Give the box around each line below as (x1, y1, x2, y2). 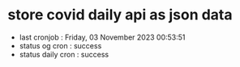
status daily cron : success (19, 49, 109, 59)
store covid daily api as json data (7, 6, 233, 24)
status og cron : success (19, 40, 102, 50)
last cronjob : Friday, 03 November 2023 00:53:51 (19, 32, 186, 42)
